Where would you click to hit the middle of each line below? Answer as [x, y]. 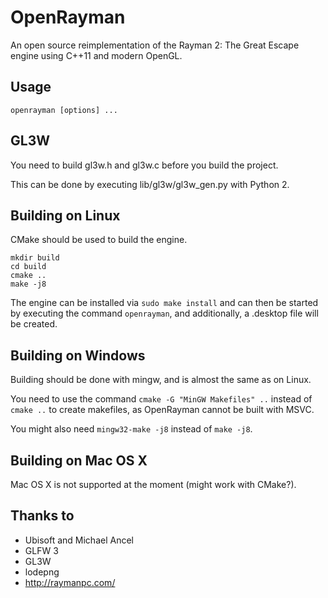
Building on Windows [78, 355]
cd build [28, 267]
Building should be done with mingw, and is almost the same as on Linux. [161, 380]
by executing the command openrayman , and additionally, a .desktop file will [164, 313]
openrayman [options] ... [64, 110]
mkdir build [35, 258]
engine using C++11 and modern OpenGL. [96, 55]
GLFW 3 [41, 550]
